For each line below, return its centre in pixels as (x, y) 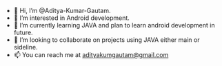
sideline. (26, 47)
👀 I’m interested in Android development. (71, 18)
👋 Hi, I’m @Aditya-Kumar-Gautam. (62, 11)
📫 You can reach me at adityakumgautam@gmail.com (91, 55)
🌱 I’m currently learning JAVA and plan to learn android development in (114, 25)
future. (23, 32)
